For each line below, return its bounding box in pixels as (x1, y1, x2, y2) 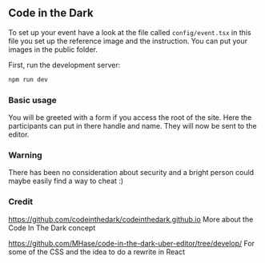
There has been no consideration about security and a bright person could (8, 168, 255, 177)
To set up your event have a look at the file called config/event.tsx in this (8, 27, 251, 37)
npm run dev (8, 75, 48, 83)
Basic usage (8, 94, 58, 106)
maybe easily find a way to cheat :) (8, 176, 124, 186)
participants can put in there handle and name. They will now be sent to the (8, 121, 258, 130)
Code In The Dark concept (8, 223, 96, 233)
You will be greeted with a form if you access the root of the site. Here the (8, 112, 252, 122)
